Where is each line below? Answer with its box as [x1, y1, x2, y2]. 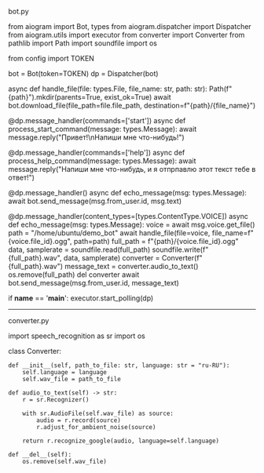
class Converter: [8, 347, 61, 355]
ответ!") [8, 173, 35, 182]
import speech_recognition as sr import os [8, 331, 145, 340]
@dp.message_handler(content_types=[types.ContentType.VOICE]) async [8, 212, 249, 220]
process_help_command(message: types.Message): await [8, 156, 196, 166]
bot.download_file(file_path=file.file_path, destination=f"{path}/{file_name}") [8, 101, 256, 110]
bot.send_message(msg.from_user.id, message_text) [8, 278, 179, 287]
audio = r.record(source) [36, 417, 122, 424]
